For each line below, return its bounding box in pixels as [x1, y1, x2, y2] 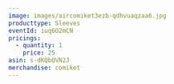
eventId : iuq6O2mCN [8, 26, 74, 34]
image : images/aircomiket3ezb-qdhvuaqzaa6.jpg [8, 11, 167, 20]
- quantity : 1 [15, 42, 63, 50]
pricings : [8, 34, 42, 42]
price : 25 [22, 49, 56, 57]
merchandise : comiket [8, 64, 81, 72]
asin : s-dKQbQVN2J [8, 57, 70, 65]
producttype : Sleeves [8, 19, 81, 27]
